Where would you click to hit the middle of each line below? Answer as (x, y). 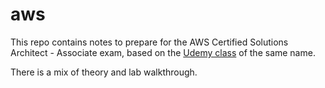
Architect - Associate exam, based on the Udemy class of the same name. (163, 52)
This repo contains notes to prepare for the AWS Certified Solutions (149, 42)
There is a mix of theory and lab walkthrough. (104, 72)
